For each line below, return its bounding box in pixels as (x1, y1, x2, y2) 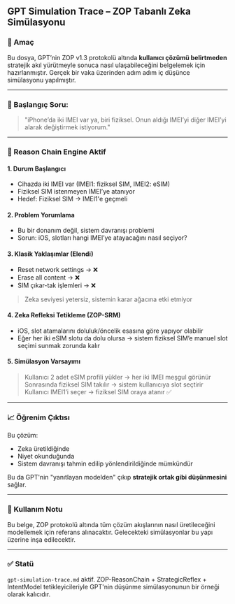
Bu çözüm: (7, 431, 38, 440)
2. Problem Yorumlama (7, 210, 75, 219)
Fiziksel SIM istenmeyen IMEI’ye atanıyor (17, 187, 135, 196)
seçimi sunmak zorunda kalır (17, 341, 100, 350)
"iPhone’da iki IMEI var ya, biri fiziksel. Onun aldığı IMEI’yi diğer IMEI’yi (24, 115, 227, 124)
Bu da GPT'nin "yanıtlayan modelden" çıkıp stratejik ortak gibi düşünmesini (7, 473, 227, 482)
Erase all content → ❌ (17, 273, 80, 282)
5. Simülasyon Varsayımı (7, 357, 80, 366)
